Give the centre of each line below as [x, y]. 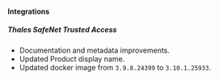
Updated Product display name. [72, 59]
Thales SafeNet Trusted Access [62, 30]
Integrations [29, 11]
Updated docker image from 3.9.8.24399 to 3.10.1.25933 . [115, 67]
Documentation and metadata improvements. [95, 50]
